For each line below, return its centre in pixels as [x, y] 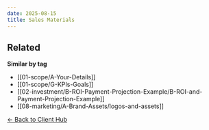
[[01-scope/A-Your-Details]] [56, 77]
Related [24, 48]
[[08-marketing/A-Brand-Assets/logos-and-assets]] [90, 106]
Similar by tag [27, 64]
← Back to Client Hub [37, 120]
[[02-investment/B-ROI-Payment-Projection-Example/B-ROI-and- [110, 92]
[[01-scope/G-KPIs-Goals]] [55, 84]
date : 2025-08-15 [32, 13]
